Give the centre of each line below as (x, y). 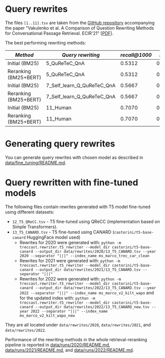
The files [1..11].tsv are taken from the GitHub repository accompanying (80, 23)
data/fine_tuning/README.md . (36, 162)
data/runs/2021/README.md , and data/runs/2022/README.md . (69, 350)
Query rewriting (81, 55)
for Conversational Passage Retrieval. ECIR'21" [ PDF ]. (59, 33)
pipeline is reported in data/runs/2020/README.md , (58, 345)
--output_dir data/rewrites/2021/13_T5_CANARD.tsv (88, 270)
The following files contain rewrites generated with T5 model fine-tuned (78, 207)
